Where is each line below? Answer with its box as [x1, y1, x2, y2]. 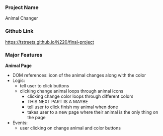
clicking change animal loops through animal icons [19, 88, 124, 94]
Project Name [5, 4, 39, 11]
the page [27, 114, 46, 120]
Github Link [5, 28, 34, 35]
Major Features [5, 51, 43, 58]
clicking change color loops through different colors [27, 93, 134, 99]
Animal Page [5, 63, 32, 68]
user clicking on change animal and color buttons [19, 125, 121, 131]
